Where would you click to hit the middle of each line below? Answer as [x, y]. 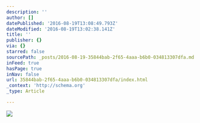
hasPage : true [24, 69]
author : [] [20, 18]
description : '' [27, 12]
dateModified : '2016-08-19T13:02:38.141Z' [61, 29]
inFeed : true [23, 63]
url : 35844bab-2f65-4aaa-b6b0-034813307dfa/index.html [77, 80]
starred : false [26, 52]
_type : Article [26, 91]
